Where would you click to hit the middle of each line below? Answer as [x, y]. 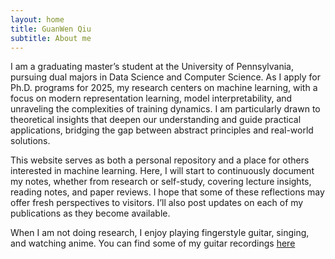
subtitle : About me [51, 38]
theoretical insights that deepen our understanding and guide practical [156, 120]
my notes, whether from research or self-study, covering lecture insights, [161, 182]
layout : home [37, 19]
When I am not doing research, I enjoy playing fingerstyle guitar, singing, [160, 233]
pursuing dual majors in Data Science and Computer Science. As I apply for [165, 77]
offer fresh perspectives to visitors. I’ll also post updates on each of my [157, 203]
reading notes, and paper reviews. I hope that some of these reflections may [167, 192]
